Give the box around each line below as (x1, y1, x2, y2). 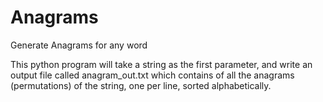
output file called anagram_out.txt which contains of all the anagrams (10, 69, 295, 81)
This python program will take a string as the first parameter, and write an (10, 58, 313, 70)
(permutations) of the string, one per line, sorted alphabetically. (10, 79, 272, 91)
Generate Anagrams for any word (10, 39, 148, 51)
